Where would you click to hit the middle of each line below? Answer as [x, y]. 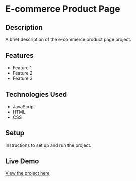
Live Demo [22, 161]
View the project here [28, 173]
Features [19, 55]
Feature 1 [22, 67]
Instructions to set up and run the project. [48, 145]
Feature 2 [22, 73]
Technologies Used [36, 94]
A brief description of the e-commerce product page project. [69, 39]
